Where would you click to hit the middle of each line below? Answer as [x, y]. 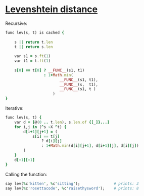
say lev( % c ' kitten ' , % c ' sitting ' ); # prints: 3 [72, 183]
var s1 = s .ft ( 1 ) [33, 56]
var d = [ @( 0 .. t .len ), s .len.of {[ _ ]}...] [62, 122]
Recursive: [16, 23]
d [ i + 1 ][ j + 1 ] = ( [40, 132]
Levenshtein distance [51, 9]
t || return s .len [34, 47]
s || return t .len [34, 42]
